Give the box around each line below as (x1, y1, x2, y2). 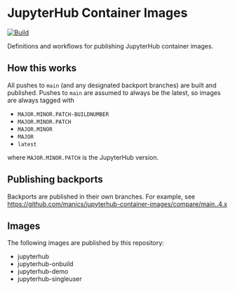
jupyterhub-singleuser (17, 275, 82, 283)
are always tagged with (7, 96, 75, 104)
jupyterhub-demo (17, 267, 69, 276)
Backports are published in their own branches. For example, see (7, 192, 196, 201)
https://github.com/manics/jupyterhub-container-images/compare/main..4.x (7, 199, 228, 208)
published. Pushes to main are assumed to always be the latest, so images (7, 88, 221, 96)
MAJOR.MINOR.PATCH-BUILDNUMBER (17, 111, 109, 118)
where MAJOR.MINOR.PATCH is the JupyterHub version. (7, 153, 159, 161)
